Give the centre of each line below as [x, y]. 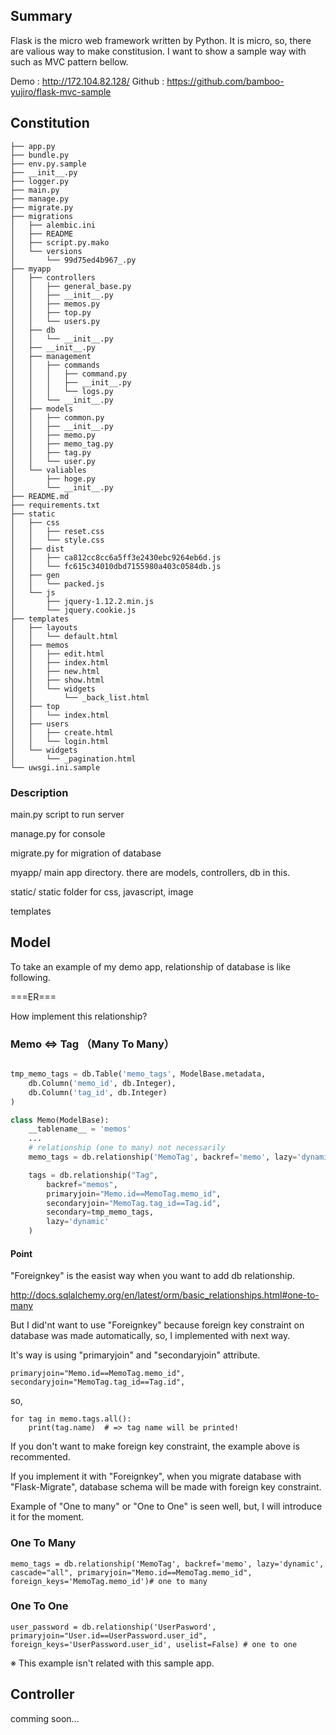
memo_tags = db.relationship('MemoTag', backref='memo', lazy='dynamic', [167, 1564]
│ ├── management [51, 356]
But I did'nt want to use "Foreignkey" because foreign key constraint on [157, 1325]
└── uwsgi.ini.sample [55, 767]
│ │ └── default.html [64, 636]
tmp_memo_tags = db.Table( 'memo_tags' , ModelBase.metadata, [138, 1074]
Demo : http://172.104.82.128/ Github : [87, 81]
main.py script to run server [67, 814]
